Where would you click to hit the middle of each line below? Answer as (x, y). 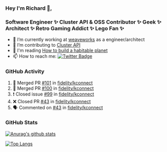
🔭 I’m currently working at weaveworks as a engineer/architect (79, 40)
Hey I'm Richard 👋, (29, 8)
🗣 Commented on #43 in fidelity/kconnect (58, 107)
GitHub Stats (22, 123)
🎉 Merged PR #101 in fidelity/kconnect (53, 83)
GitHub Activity (25, 71)
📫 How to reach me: (35, 56)
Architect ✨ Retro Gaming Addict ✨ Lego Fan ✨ (65, 28)
